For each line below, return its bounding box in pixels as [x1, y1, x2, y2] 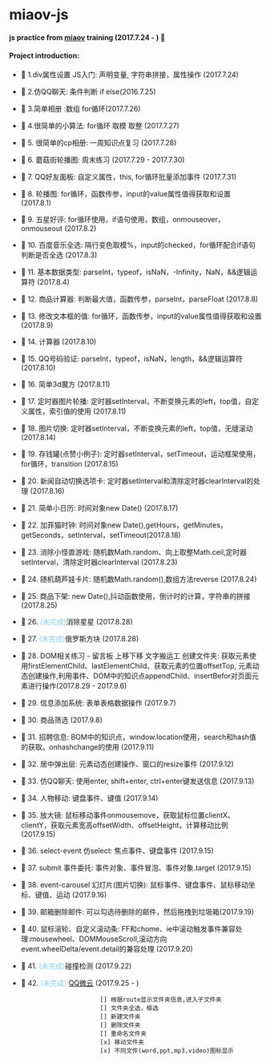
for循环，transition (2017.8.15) [20, 459, 119, 468]
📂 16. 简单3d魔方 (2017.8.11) [20, 379, 111, 389]
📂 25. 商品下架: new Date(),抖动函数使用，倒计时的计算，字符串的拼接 [20, 591, 251, 600]
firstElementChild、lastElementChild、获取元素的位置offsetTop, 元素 [27, 661, 253, 670]
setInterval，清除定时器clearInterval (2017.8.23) [20, 557, 178, 567]
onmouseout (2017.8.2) [20, 223, 97, 233]
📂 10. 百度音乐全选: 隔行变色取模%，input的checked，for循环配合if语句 [20, 240, 256, 249]
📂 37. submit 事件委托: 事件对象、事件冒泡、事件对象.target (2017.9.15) [20, 863, 252, 872]
